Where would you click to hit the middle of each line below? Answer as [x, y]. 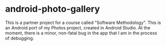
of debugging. [20, 38]
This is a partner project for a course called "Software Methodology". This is [83, 23]
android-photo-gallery [53, 9]
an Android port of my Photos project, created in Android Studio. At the [78, 27]
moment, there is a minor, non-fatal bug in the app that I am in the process [81, 33]
